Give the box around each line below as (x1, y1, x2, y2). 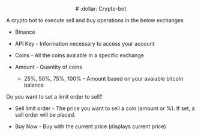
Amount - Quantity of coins (14, 63, 83, 70)
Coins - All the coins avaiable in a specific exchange (14, 52, 144, 59)
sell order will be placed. (14, 111, 76, 118)
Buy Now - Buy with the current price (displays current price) (14, 123, 166, 130)
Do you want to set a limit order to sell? (6, 93, 103, 100)
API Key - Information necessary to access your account (14, 40, 155, 47)
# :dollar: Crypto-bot (75, 5, 127, 12)
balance (23, 81, 44, 88)
